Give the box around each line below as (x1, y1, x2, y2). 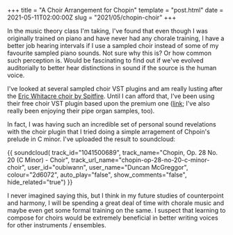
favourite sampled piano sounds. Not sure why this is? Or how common (7, 49, 212, 57)
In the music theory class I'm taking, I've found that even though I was (7, 27, 209, 35)
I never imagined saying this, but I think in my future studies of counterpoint (7, 191, 224, 200)
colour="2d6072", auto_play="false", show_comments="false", (7, 170, 187, 179)
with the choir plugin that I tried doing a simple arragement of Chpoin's (7, 128, 211, 136)
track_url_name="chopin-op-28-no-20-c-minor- (70, 156, 210, 164)
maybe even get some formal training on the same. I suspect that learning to (7, 206, 226, 214)
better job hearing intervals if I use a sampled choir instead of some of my (7, 42, 219, 49)
